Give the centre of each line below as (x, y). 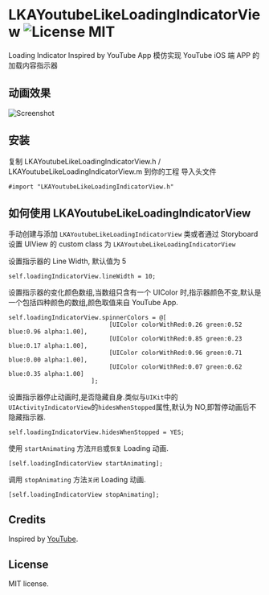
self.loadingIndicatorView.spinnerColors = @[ (88, 318)
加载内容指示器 (33, 65)
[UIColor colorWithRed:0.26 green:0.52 (175, 325)
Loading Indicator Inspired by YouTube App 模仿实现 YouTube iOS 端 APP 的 (134, 55)
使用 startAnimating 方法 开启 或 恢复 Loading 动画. (88, 448)
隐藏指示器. (27, 417)
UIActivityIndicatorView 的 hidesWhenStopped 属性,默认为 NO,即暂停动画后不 (132, 407)
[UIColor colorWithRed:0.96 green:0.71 (175, 353)
